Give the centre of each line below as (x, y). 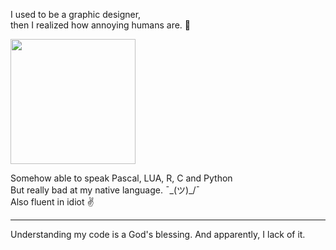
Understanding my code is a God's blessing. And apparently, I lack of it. (158, 234)
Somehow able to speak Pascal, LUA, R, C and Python (121, 178)
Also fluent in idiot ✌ (52, 202)
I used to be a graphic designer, (76, 14)
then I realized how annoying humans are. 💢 (100, 25)
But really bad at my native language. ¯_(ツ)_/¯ (105, 190)
